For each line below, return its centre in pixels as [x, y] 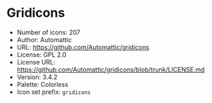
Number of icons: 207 [48, 32]
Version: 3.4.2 [37, 77]
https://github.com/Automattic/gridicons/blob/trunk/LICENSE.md [111, 69]
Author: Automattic [44, 39]
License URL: [36, 62]
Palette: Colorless [42, 84]
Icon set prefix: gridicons [54, 92]
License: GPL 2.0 [42, 55]
